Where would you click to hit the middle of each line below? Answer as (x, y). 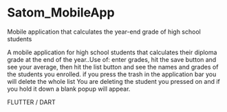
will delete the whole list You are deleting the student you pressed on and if (113, 81)
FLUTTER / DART (32, 102)
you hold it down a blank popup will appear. (69, 89)
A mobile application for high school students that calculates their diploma (112, 52)
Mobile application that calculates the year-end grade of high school (104, 32)
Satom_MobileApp (61, 13)
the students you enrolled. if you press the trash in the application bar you (112, 74)
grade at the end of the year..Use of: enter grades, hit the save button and (112, 59)
